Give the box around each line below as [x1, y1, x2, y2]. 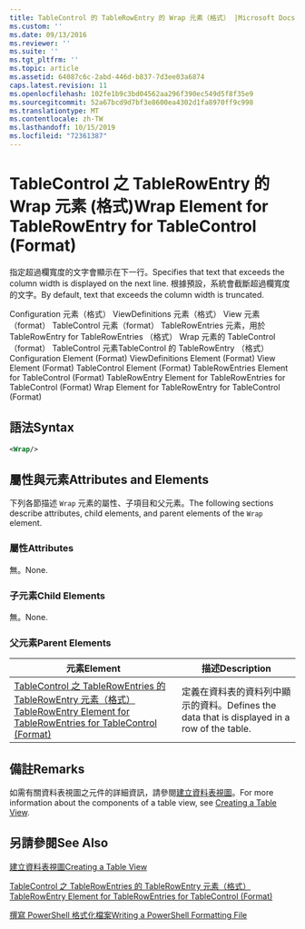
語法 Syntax [9, 420, 74, 436]
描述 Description [201, 662, 271, 675]
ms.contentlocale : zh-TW [9, 114, 103, 124]
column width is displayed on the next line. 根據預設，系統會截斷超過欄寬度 [9, 278, 290, 289]
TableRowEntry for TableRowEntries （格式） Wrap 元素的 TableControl [9, 331, 276, 341]
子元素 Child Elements [9, 589, 106, 602]
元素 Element [66, 662, 121, 675]
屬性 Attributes [9, 542, 74, 555]
